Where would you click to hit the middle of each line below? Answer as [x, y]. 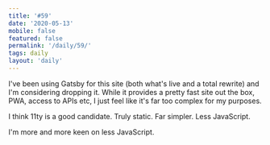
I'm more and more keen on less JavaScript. [81, 132]
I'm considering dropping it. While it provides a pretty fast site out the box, [132, 92]
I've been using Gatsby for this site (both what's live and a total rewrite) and [134, 83]
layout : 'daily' [35, 61]
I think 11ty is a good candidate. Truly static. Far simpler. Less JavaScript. [130, 116]
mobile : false [32, 31]
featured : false [35, 38]
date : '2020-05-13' [41, 23]
